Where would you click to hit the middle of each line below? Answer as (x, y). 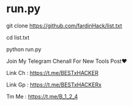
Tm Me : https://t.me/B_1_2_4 (42, 96)
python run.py (24, 49)
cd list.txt (18, 37)
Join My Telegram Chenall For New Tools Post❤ (67, 61)
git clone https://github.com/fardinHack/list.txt (64, 26)
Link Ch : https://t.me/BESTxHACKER (53, 72)
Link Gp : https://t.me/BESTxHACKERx (54, 85)
